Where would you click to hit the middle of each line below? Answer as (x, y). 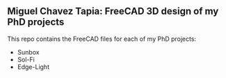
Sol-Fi (26, 59)
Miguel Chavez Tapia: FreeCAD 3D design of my (113, 11)
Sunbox (28, 52)
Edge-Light (33, 67)
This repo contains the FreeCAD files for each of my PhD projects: (102, 39)
